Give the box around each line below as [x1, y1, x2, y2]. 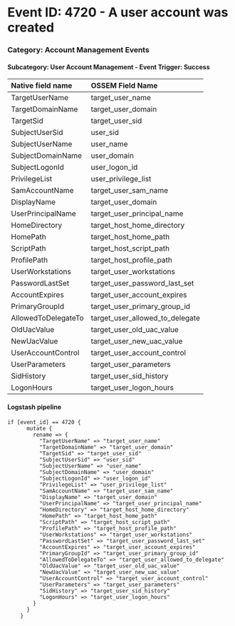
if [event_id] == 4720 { [7, 418, 81, 425]
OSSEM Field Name [90, 81, 158, 91]
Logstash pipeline [7, 403, 62, 411]
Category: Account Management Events [7, 45, 150, 55]
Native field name [11, 81, 73, 91]
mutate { [26, 425, 53, 432]
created [7, 19, 55, 36]
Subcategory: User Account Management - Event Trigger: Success [7, 62, 210, 71]
